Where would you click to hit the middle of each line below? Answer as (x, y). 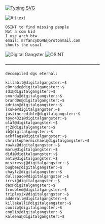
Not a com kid (20, 32)
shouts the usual (24, 45)
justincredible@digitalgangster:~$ (43, 114)
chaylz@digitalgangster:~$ (34, 172)
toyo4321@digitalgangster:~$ (36, 118)
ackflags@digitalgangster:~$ (36, 136)
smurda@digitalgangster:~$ (34, 96)
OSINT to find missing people (37, 27)
